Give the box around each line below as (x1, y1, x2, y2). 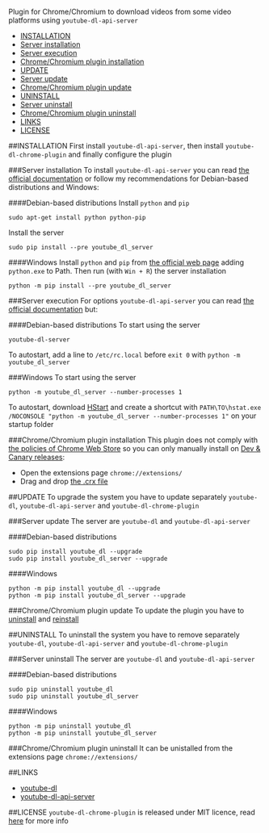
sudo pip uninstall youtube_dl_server (8, 693, 139, 701)
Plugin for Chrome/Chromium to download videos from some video (8, 7, 232, 16)
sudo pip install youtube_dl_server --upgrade (8, 555, 168, 563)
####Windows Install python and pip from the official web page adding (8, 257, 245, 267)
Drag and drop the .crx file (19, 476, 108, 486)
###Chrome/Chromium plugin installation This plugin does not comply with (8, 435, 258, 445)
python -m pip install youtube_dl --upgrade (8, 584, 161, 592)
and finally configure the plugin (68, 149, 172, 159)
